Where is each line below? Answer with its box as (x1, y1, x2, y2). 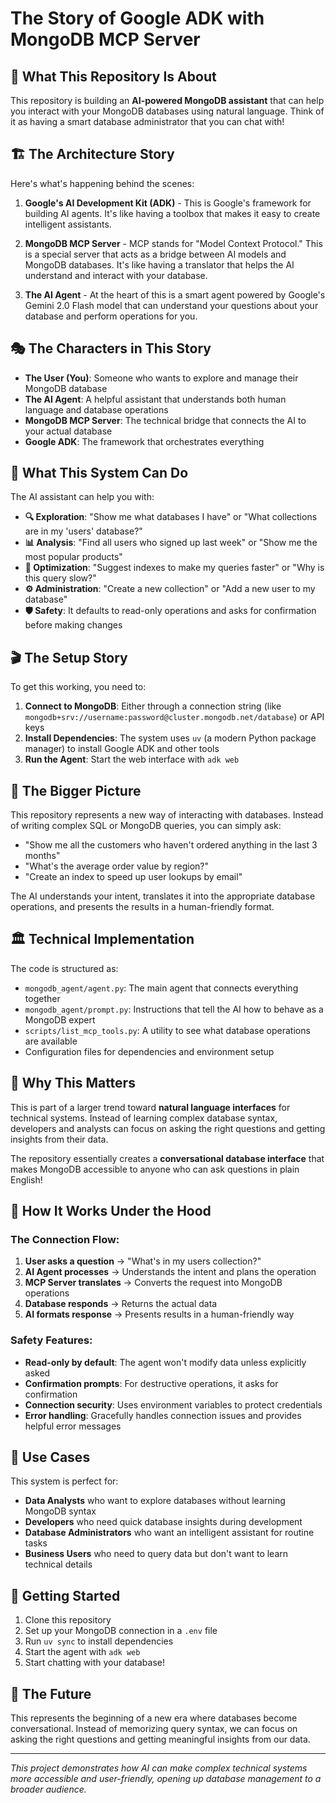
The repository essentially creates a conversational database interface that (10, 1152, 325, 1164)
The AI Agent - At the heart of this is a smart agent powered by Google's (24, 288, 326, 301)
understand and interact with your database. (24, 269, 208, 281)
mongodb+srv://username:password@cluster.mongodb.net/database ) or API (24, 711, 325, 723)
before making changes (24, 619, 123, 631)
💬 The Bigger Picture (10, 782, 142, 799)
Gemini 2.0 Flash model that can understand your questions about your (24, 299, 319, 311)
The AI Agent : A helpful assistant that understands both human (24, 393, 287, 405)
